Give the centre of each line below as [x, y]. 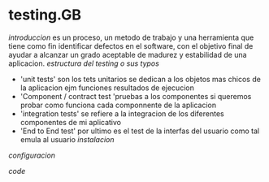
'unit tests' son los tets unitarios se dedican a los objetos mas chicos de [141, 79]
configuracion [32, 155]
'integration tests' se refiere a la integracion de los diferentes [122, 113]
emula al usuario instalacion [67, 139]
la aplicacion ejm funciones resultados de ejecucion [107, 88]
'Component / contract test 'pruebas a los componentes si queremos [136, 96]
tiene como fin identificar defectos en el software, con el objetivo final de [131, 45]
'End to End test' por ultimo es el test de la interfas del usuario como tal [140, 131]
